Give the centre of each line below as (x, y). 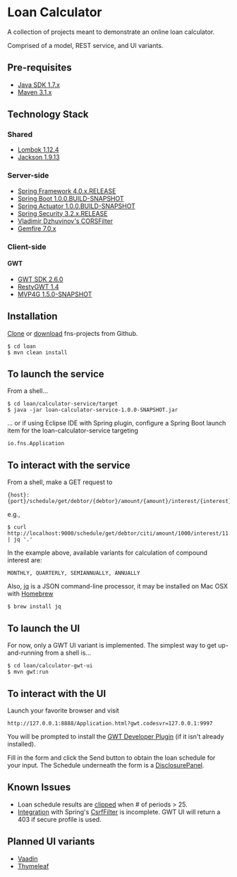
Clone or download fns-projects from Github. (73, 333)
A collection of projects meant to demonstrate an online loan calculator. (111, 32)
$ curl (17, 527)
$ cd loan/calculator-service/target (63, 404)
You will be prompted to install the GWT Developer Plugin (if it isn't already (116, 736)
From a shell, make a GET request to (60, 482)
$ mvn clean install (38, 352)
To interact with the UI (57, 693)
